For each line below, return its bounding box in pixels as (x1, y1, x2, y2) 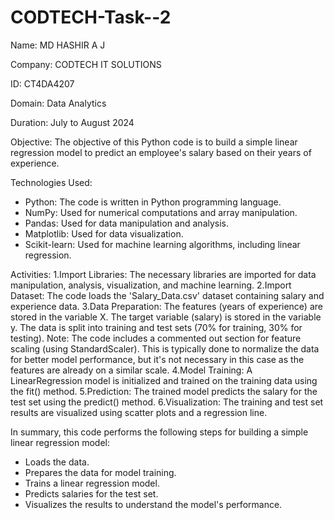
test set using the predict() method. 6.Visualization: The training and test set (10, 396, 324, 408)
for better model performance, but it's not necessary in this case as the (10, 353, 305, 365)
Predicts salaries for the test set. (24, 487, 159, 500)
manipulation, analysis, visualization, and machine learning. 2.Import (10, 279, 292, 291)
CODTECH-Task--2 (10, 6, 172, 29)
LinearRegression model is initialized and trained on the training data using (10, 374, 318, 386)
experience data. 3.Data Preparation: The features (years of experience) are (10, 300, 323, 312)
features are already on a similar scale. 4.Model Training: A (10, 364, 253, 376)
